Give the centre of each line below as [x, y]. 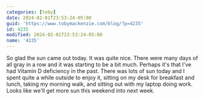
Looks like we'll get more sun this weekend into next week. [81, 90]
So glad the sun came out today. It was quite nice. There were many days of [102, 58]
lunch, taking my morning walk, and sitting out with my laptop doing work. [100, 84]
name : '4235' [23, 40]
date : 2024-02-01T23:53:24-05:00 [49, 18]
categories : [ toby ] [31, 12]
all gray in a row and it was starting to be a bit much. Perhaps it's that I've [99, 64]
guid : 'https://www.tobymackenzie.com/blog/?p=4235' [75, 23]
